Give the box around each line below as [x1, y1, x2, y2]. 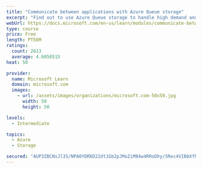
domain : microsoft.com [11, 81, 69, 88]
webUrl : [6, 20, 26, 26]
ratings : [6, 43, 28, 49]
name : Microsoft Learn [11, 76, 69, 82]
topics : [6, 131, 26, 138]
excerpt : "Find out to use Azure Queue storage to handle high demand [6, 14, 187, 21]
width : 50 [22, 98, 47, 104]
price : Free [6, 31, 36, 37]
